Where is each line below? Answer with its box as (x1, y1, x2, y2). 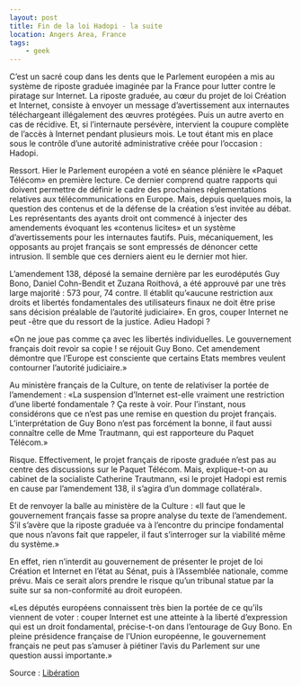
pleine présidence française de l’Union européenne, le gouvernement (9, 631, 267, 642)
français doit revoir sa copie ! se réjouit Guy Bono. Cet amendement (9, 343, 261, 354)
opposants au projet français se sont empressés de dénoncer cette (9, 242, 259, 253)
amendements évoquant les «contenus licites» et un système (9, 222, 236, 234)
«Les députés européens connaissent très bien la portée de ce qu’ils (9, 602, 263, 613)
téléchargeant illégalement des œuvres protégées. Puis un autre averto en (9, 110, 285, 120)
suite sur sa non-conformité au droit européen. (9, 585, 182, 596)
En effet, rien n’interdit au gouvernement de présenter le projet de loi (9, 557, 263, 567)
